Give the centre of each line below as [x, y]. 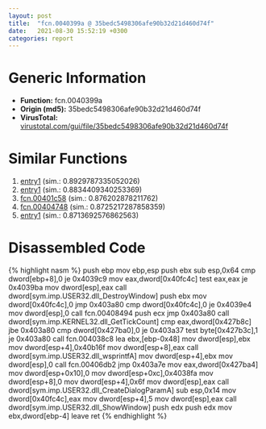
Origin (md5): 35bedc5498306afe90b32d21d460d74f [110, 109]
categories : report [41, 38]
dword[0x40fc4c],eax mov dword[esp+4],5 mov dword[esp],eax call [123, 399]
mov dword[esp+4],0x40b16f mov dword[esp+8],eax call [104, 348]
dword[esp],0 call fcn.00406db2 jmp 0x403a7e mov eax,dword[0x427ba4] [133, 364]
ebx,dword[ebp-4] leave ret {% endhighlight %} [88, 416]
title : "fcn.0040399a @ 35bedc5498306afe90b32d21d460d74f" [112, 23]
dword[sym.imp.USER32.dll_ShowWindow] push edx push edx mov [120, 407]
